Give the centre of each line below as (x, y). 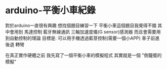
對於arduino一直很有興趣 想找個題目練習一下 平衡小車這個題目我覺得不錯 (81, 25)
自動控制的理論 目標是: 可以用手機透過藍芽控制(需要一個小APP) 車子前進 (85, 38)
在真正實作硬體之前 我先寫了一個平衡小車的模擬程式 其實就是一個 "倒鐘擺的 (83, 55)
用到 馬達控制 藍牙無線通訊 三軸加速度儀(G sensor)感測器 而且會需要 (85, 31)
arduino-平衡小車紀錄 (51, 10)
